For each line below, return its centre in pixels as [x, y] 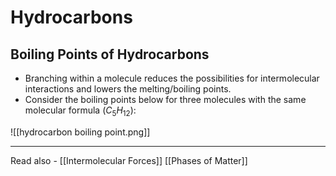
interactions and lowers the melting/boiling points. [128, 89]
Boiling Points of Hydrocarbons [110, 54]
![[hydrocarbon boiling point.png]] [80, 132]
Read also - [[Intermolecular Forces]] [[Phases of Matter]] [129, 160]
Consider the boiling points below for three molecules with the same [165, 99]
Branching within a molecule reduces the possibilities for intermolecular [172, 78]
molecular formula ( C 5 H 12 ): [80, 111]
